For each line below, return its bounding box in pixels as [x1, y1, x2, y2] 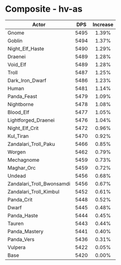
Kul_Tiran [7, 132, 29, 139]
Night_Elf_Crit [7, 125, 39, 132]
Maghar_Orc [7, 164, 36, 171]
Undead [7, 172, 26, 179]
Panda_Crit [7, 196, 33, 203]
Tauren [7, 220, 24, 227]
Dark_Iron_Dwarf [7, 77, 47, 84]
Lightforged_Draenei [7, 116, 55, 123]
